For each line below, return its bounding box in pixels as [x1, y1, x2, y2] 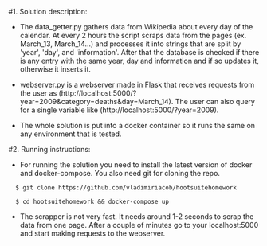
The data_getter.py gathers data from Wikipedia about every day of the [19, 22, 253, 31]
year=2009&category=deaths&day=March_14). [19, 97, 174, 106]
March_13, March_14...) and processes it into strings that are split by [19, 39, 241, 49]
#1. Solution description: [8, 7, 88, 16]
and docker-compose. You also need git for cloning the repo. [19, 169, 221, 178]
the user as [19, 88, 57, 98]
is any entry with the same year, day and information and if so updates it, [19, 56, 259, 65]
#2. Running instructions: [8, 145, 91, 154]
